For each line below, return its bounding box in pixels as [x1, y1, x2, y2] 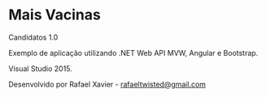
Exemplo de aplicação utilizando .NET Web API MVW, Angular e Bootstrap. [8, 48, 259, 57]
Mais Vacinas [8, 6, 102, 24]
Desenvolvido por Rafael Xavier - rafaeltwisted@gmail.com [8, 79, 206, 89]
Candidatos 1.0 [8, 32, 59, 42]
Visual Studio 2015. [8, 63, 73, 74]
